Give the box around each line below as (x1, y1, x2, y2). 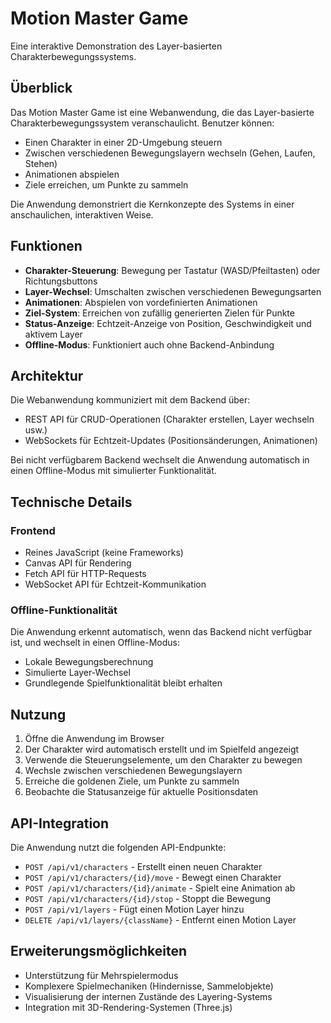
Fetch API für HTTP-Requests (24, 568, 147, 580)
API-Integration (10, 815, 110, 832)
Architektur (10, 367, 84, 384)
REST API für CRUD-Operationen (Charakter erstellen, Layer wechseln (24, 413, 315, 426)
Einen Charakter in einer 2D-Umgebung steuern (24, 136, 223, 148)
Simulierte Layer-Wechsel (24, 667, 131, 679)
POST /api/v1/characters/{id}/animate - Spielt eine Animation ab (24, 882, 296, 894)
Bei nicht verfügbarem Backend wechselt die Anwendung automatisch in (10, 454, 310, 466)
